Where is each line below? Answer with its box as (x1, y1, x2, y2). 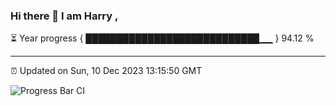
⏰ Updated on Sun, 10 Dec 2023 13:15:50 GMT (10, 65, 203, 77)
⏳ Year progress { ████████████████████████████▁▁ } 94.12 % (10, 32, 315, 44)
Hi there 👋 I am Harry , (10, 9, 119, 23)
